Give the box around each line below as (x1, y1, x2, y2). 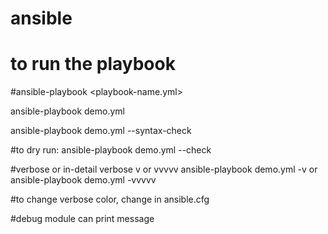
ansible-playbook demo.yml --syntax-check (10, 125, 192, 137)
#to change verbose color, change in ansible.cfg (10, 193, 210, 206)
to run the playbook (10, 53, 176, 76)
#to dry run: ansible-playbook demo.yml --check (10, 144, 212, 156)
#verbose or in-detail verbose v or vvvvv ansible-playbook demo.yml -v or (10, 163, 318, 176)
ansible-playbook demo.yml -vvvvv (10, 174, 157, 186)
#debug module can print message (10, 213, 155, 225)
